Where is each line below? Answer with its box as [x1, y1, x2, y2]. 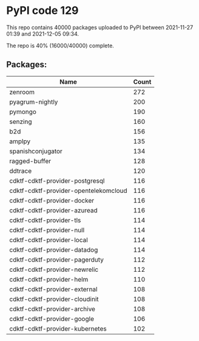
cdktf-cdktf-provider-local [9, 235, 88, 244]
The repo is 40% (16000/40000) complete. [6, 42, 114, 49]
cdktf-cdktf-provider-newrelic [9, 265, 99, 274]
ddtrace [9, 166, 32, 175]
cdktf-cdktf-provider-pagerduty [9, 255, 104, 264]
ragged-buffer [9, 157, 52, 165]
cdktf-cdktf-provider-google [9, 314, 94, 323]
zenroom [9, 87, 35, 96]
